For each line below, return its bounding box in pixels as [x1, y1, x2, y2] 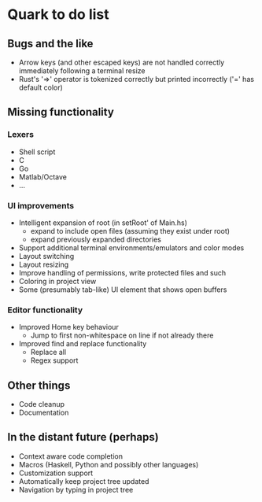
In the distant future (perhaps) [7, 430, 159, 444]
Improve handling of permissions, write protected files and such [18, 268, 226, 277]
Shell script [18, 147, 56, 157]
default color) [18, 83, 64, 92]
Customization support [18, 468, 94, 478]
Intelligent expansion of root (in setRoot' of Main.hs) [18, 218, 188, 227]
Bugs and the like [7, 37, 94, 50]
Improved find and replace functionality [18, 339, 147, 349]
